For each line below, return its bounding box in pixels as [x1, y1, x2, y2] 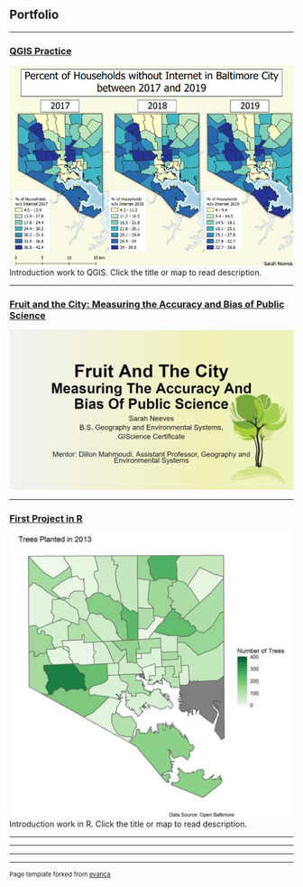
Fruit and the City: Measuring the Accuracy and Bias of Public [9, 298, 285, 310]
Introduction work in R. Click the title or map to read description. [9, 818, 248, 829]
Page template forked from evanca [9, 870, 111, 879]
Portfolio [9, 7, 60, 23]
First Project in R [9, 512, 83, 524]
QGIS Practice [9, 44, 72, 57]
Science [9, 309, 47, 321]
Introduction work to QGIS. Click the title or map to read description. [9, 266, 262, 278]
